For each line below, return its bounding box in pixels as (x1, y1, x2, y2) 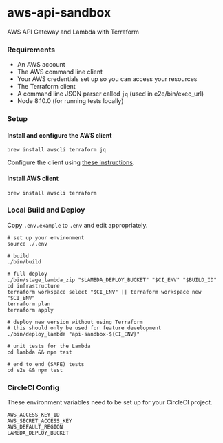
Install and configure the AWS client (7, 131, 112, 139)
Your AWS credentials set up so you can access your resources (17, 75, 198, 83)
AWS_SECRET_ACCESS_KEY (7, 418, 72, 424)
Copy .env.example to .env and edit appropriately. (7, 221, 148, 229)
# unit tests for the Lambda (7, 343, 91, 349)
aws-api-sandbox (7, 5, 111, 21)
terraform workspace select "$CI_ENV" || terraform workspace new (7, 288, 202, 295)
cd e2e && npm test (7, 367, 63, 374)
